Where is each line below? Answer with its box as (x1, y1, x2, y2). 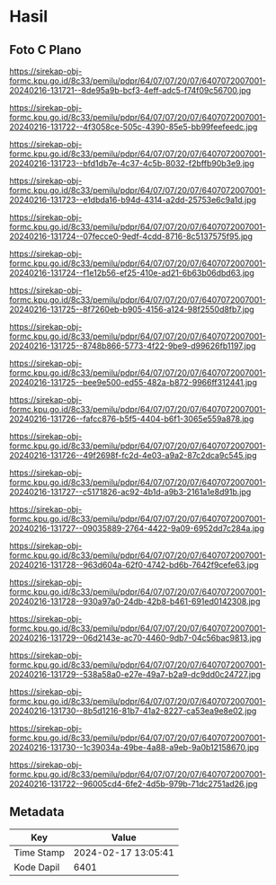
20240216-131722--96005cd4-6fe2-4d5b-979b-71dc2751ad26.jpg (9, 779, 258, 789)
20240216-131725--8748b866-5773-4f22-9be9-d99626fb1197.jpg (9, 341, 256, 351)
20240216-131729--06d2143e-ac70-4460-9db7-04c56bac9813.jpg (9, 633, 263, 643)
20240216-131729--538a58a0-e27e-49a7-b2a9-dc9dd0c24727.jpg (9, 669, 261, 679)
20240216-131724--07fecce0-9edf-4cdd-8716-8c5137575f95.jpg (9, 231, 254, 242)
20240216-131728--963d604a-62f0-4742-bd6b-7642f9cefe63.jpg (9, 560, 259, 570)
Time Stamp (13, 846, 66, 859)
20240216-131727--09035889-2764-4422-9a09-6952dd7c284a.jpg (9, 523, 265, 534)
